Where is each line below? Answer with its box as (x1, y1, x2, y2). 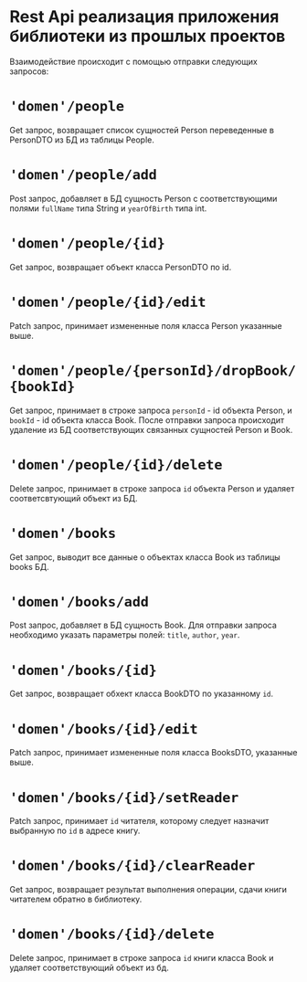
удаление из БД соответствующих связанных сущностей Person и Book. (9, 424, 293, 435)
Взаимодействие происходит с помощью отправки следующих (9, 56, 258, 67)
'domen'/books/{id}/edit (9, 720, 198, 737)
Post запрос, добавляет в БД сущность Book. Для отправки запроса (9, 619, 277, 631)
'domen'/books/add (9, 593, 149, 610)
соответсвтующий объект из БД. (9, 492, 139, 503)
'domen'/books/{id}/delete (9, 925, 215, 943)
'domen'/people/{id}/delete (9, 456, 223, 473)
